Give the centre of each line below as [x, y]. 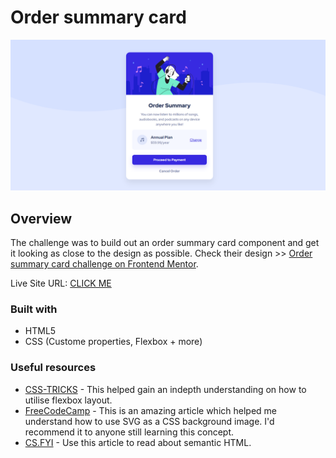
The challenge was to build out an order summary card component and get [165, 242]
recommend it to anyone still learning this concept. [129, 432]
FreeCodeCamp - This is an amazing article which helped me [150, 410]
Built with [34, 309]
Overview [41, 218]
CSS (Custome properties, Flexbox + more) [113, 342]
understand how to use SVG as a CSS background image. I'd [149, 421]
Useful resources [53, 368]
